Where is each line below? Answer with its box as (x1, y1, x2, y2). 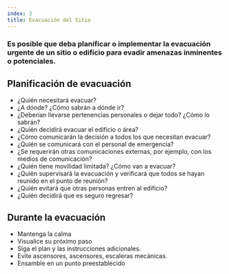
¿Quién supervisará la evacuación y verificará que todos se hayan (17, 170, 205, 178)
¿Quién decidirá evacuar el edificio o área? (17, 126, 139, 134)
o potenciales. (7, 57, 57, 66)
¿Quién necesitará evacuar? (17, 96, 97, 104)
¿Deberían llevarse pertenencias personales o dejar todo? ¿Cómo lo (17, 111, 210, 119)
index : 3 (7, 10, 32, 17)
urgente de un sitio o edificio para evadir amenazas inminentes (7, 48, 222, 57)
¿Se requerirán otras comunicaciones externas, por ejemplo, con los (17, 148, 212, 156)
